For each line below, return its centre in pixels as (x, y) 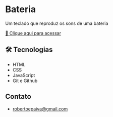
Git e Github (25, 81)
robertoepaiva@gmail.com (40, 109)
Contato (18, 96)
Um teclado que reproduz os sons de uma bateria (57, 23)
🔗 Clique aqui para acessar (33, 33)
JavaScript (24, 75)
